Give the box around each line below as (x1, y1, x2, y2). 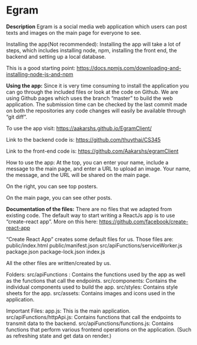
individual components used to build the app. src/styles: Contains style (6, 283, 178, 290)
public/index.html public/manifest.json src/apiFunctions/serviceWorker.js (6, 242, 182, 249)
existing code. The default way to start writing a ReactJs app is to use (6, 212, 175, 219)
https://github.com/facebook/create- (99, 218, 189, 225)
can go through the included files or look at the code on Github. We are (6, 88, 178, 95)
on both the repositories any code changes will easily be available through (6, 107, 186, 114)
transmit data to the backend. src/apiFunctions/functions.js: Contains (6, 320, 173, 327)
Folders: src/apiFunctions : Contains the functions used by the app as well (6, 271, 186, 278)
